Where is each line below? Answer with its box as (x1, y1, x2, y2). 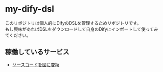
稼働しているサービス (5, 48, 70, 56)
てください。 (5, 32, 31, 38)
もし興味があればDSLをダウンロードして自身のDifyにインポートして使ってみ (5, 26, 159, 32)
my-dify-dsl (5, 3, 55, 15)
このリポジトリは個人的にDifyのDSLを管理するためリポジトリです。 (5, 20, 141, 26)
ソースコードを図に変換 (12, 62, 60, 68)
